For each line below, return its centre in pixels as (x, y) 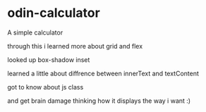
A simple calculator (35, 32)
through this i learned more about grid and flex (75, 46)
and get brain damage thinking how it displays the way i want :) (99, 101)
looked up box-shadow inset (49, 60)
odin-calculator (54, 13)
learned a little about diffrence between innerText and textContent (103, 73)
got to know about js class (46, 87)
